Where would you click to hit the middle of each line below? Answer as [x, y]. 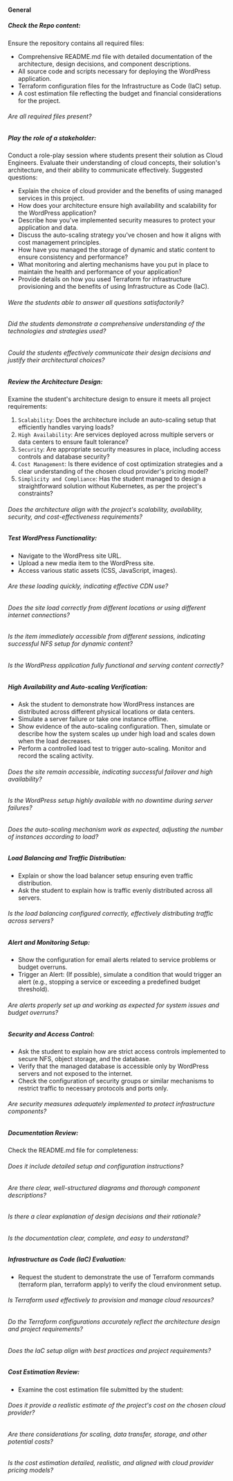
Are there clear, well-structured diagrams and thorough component [104, 1187]
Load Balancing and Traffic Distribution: [67, 858]
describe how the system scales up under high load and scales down [116, 734]
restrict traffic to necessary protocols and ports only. [93, 1088]
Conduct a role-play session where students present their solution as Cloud [115, 155]
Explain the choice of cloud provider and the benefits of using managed [120, 191]
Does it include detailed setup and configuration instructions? [96, 1167]
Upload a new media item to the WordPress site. [86, 563]
